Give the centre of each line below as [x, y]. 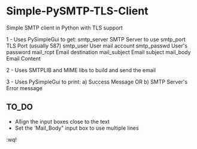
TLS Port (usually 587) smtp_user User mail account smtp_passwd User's [97, 46]
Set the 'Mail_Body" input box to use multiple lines [77, 128]
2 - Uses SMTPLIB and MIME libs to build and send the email [81, 70]
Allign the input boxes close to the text [62, 121]
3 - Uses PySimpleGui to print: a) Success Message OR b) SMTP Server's [97, 82]
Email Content [23, 58]
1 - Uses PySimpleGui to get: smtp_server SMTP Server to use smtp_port [96, 39]
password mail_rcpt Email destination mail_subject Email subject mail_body [99, 52]
